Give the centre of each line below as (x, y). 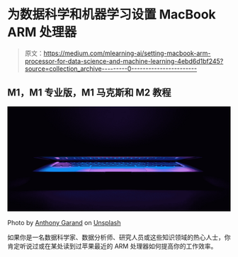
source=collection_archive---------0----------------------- (110, 69)
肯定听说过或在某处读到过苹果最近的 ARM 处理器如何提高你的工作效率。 (112, 246)
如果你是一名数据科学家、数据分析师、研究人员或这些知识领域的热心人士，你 (119, 237)
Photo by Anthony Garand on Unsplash (64, 222)
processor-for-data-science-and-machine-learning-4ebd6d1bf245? (124, 61)
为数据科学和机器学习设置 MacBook (112, 15)
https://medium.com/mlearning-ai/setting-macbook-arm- (127, 53)
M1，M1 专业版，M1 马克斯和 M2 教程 (89, 93)
